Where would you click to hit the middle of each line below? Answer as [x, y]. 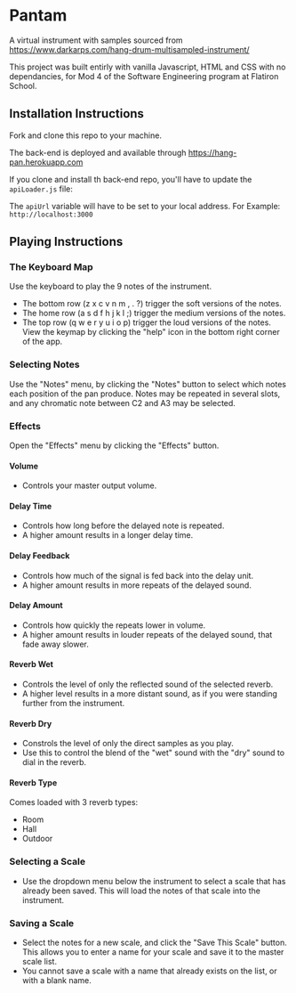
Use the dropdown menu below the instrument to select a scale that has [154, 881]
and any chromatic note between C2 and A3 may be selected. [122, 403]
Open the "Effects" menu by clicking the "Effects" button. [114, 445]
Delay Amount [36, 606]
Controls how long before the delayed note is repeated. [123, 525]
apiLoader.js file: [41, 189]
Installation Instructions [77, 114]
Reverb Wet [31, 664]
